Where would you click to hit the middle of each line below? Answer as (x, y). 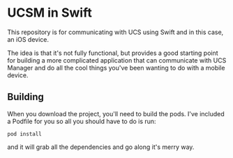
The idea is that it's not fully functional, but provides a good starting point (113, 53)
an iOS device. (28, 39)
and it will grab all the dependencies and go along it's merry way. (101, 147)
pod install (24, 134)
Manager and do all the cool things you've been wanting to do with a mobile (116, 68)
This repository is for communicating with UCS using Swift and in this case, (115, 32)
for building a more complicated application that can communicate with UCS (117, 60)
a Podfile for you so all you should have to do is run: (82, 121)
